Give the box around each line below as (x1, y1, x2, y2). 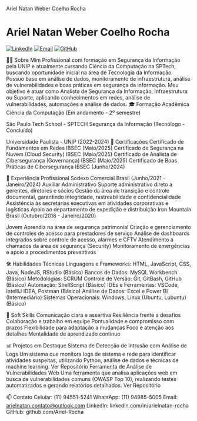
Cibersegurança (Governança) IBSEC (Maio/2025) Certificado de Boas (6, 157, 178, 164)
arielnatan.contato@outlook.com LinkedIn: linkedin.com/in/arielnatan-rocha (6, 402, 189, 409)
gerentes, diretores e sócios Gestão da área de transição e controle (6, 187, 170, 194)
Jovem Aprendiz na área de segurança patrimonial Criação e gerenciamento (6, 223, 191, 230)
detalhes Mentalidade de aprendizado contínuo (6, 330, 121, 337)
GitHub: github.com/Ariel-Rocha (6, 408, 84, 415)
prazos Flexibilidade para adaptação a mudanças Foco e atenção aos (6, 324, 175, 331)
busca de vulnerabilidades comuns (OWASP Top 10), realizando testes (6, 375, 177, 382)
